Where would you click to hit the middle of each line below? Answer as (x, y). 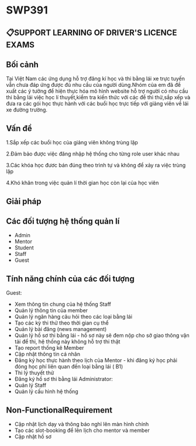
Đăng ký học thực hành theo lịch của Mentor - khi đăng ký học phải (96, 360)
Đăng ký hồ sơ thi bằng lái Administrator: (63, 379)
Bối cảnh (23, 64)
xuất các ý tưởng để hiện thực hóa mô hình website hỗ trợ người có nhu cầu (97, 91)
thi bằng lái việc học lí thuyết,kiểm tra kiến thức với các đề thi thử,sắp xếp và (98, 97)
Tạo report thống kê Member (49, 348)
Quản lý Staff (30, 386)
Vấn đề (19, 128)
